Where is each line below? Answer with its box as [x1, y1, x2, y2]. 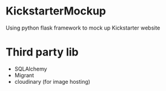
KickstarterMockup [5, 4, 107, 18]
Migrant [14, 71, 35, 79]
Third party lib [5, 45, 79, 59]
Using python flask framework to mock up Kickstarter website [5, 24, 161, 31]
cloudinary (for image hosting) [14, 78, 90, 85]
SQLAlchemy [14, 65, 47, 72]
